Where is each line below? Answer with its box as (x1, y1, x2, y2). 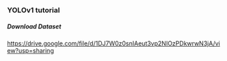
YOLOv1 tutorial (7, 5, 60, 15)
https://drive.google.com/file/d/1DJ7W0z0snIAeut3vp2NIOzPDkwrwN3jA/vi (7, 39, 220, 47)
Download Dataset (7, 22, 62, 30)
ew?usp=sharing (7, 46, 55, 54)
